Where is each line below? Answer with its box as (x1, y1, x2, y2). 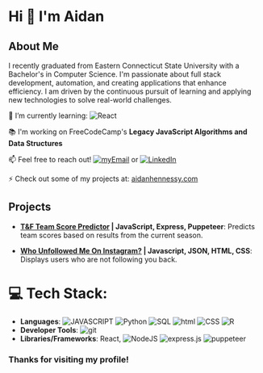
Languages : (19, 316, 61, 326)
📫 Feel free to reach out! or (8, 155, 139, 164)
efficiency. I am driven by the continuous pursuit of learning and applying (8, 86, 252, 96)
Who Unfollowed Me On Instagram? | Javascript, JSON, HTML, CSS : (19, 245, 253, 255)
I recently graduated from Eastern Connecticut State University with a (8, 61, 240, 70)
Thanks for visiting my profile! (8, 354, 129, 365)
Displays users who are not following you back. (19, 254, 177, 264)
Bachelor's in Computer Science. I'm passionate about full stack (8, 69, 222, 79)
